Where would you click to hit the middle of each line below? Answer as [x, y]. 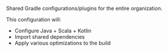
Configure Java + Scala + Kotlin [53, 31]
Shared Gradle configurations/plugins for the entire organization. [84, 8]
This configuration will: [34, 19]
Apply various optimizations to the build [63, 43]
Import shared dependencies [50, 37]
